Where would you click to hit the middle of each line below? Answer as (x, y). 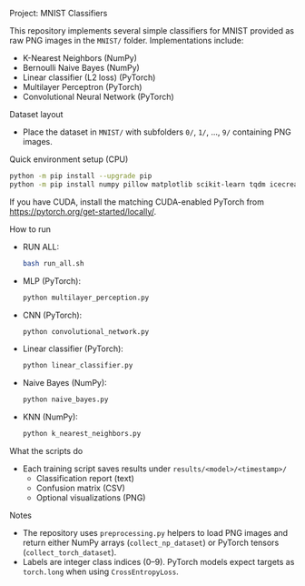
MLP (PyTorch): (52, 280)
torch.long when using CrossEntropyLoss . (100, 571)
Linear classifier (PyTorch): (73, 349)
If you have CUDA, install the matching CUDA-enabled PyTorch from (137, 202)
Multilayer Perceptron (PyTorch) (82, 87)
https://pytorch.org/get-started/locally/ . (83, 211)
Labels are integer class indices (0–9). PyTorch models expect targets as (158, 562)
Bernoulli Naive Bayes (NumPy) (81, 68)
